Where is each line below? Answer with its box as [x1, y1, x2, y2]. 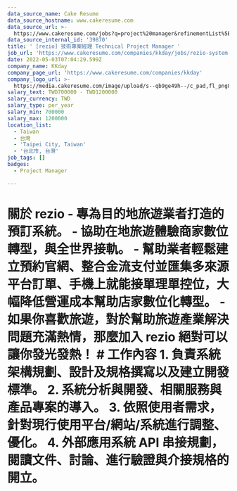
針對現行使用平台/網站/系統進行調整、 [7, 416, 226, 433]
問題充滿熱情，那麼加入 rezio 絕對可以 [7, 329, 228, 345]
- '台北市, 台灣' [13, 148, 59, 155]
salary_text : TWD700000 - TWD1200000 [7, 89, 118, 96]
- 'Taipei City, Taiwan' [13, 141, 87, 148]
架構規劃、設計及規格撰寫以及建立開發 [7, 364, 230, 380]
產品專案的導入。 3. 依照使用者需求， [7, 399, 222, 415]
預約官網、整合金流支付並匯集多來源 [20, 258, 230, 274]
